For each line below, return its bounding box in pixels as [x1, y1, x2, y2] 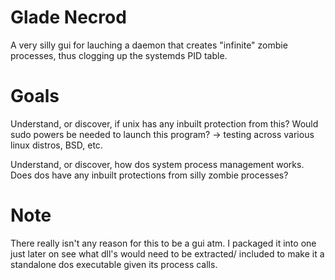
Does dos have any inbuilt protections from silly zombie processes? [10, 169, 289, 181]
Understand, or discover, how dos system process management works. [10, 158, 305, 170]
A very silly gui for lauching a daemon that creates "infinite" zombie [10, 39, 288, 51]
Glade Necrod [10, 6, 127, 29]
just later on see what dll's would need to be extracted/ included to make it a [10, 247, 325, 260]
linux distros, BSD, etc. [10, 139, 103, 151]
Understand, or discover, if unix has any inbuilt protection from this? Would [10, 117, 319, 130]
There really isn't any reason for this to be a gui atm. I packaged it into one [10, 237, 317, 249]
